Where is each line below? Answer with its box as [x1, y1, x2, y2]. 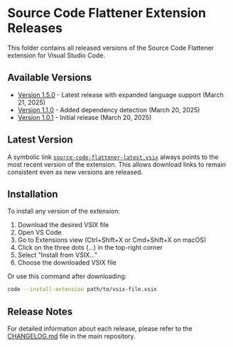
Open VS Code [17, 228, 62, 237]
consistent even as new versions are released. [7, 167, 143, 176]
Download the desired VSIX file [17, 221, 109, 229]
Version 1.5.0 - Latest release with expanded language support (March [17, 90, 224, 99]
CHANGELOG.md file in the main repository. [7, 332, 136, 341]
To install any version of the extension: [7, 207, 121, 216]
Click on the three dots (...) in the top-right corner [17, 243, 163, 252]
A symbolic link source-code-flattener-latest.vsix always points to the [7, 153, 219, 161]
